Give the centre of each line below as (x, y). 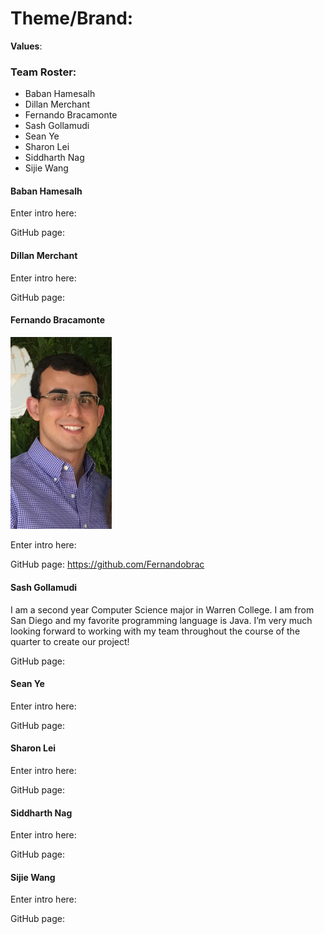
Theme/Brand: (72, 18)
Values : (26, 46)
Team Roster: (43, 72)
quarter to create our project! (70, 641)
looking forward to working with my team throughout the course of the (155, 631)
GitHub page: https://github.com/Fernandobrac (107, 564)
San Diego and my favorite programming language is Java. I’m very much (161, 620)
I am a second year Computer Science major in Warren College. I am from (162, 609)
